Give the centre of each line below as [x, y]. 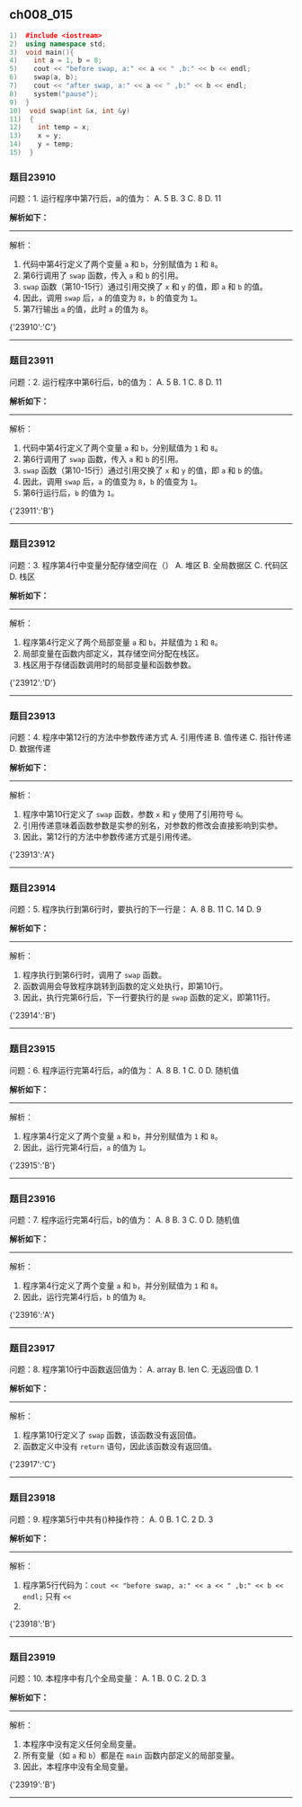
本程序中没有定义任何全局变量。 [81, 1744]
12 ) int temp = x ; [50, 128]
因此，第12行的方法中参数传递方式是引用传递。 [109, 837]
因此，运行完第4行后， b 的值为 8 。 [86, 1297]
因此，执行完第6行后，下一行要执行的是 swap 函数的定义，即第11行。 [149, 998]
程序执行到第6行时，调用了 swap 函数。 [94, 975]
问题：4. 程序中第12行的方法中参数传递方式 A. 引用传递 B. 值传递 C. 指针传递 [151, 737]
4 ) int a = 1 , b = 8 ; [56, 61]
